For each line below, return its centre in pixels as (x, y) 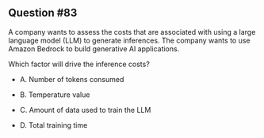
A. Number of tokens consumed (72, 79)
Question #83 (43, 13)
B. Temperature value (55, 95)
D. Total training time (54, 125)
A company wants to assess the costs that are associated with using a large (132, 32)
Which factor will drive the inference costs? (79, 64)
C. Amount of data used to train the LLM (85, 110)
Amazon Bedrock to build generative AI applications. (94, 48)
